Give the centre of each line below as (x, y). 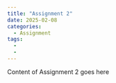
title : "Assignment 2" (40, 13)
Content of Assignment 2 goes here (58, 72)
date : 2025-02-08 (32, 20)
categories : (24, 26)
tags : (15, 39)
